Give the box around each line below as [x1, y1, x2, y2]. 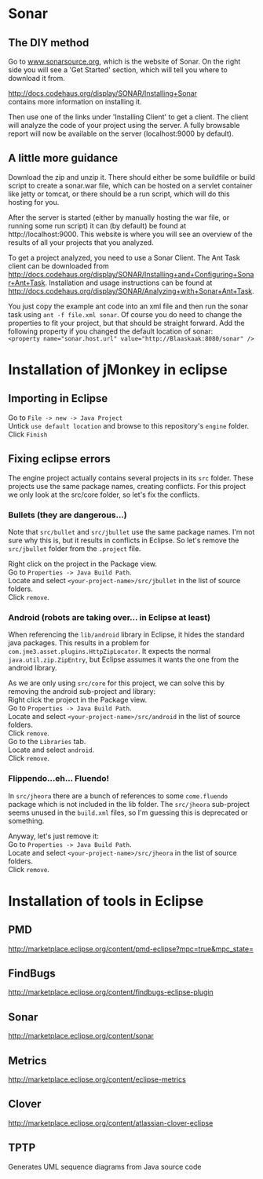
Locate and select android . [8, 745, 95, 754]
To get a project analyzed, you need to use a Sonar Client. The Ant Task [8, 253, 241, 262]
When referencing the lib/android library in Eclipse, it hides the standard [8, 630, 245, 640]
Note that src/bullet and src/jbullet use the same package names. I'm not [8, 527, 255, 536]
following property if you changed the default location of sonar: [8, 327, 214, 336]
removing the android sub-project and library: [8, 687, 155, 696]
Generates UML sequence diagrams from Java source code [8, 1162, 202, 1171]
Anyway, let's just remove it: [8, 831, 100, 841]
